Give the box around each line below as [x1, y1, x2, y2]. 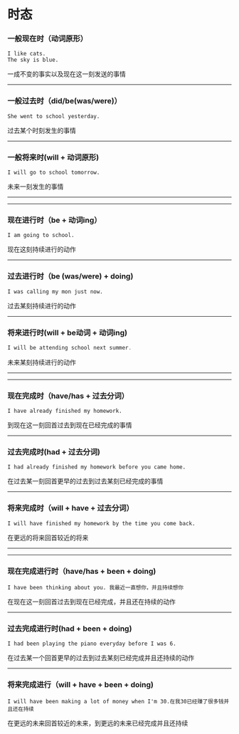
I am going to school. [7, 232, 75, 239]
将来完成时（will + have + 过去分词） [7, 503, 134, 513]
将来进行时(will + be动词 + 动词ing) [7, 327, 128, 337]
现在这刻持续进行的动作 [7, 245, 76, 253]
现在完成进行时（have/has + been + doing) [7, 566, 156, 576]
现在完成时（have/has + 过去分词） [7, 391, 129, 401]
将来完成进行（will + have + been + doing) [7, 680, 154, 690]
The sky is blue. [7, 56, 59, 64]
